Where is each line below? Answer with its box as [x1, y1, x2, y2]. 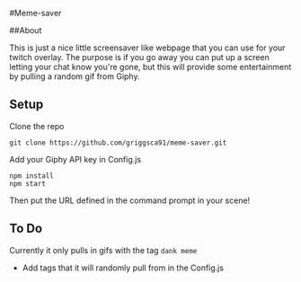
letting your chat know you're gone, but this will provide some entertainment [9, 62, 292, 72]
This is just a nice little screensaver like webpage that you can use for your [9, 42, 286, 53]
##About [9, 25, 42, 35]
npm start [9, 179, 47, 188]
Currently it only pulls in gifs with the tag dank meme [9, 244, 198, 255]
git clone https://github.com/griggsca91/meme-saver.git [9, 138, 227, 147]
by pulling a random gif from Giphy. [9, 71, 140, 82]
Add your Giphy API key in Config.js [9, 154, 142, 164]
